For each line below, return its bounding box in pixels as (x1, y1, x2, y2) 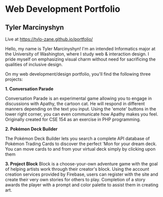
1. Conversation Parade (5, 86, 54, 92)
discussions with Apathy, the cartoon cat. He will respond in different (5, 101, 145, 107)
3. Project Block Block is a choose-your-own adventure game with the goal (5, 161, 158, 166)
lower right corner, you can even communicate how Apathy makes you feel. (5, 111, 159, 117)
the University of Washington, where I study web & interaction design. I (5, 51, 149, 57)
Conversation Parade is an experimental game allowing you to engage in (5, 95, 152, 101)
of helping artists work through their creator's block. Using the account (5, 166, 149, 172)
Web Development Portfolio (5, 3, 121, 15)
